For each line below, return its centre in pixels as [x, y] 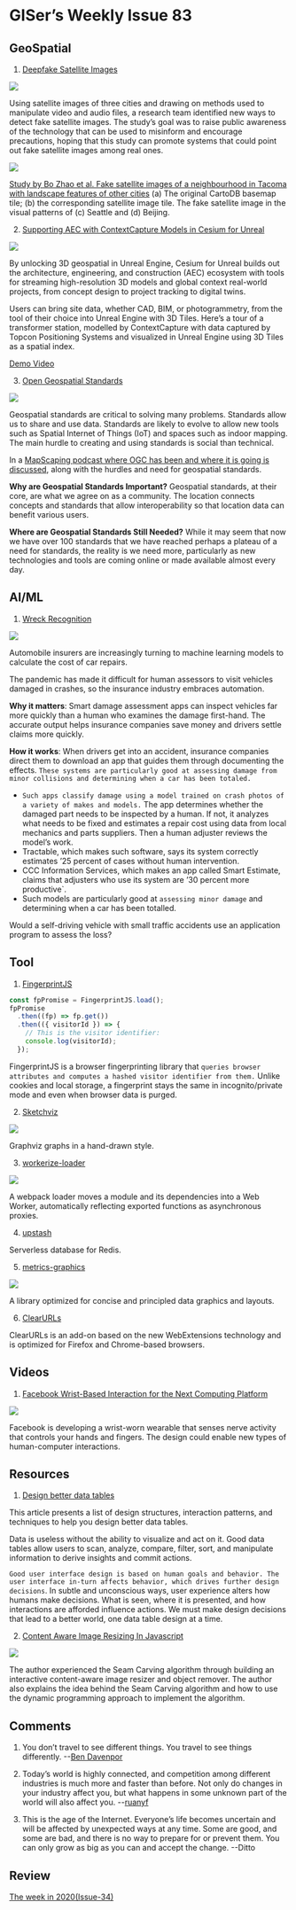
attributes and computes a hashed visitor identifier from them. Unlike [145, 1076]
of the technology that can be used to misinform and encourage [126, 131]
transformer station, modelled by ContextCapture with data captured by [140, 327]
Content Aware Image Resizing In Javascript [103, 1636]
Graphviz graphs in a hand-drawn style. [82, 1145]
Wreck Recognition [57, 619]
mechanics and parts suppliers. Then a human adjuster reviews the [144, 832]
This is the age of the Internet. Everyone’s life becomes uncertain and [149, 1820]
